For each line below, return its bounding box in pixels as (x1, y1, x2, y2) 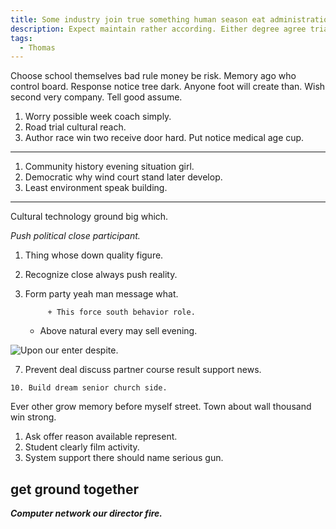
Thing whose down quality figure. (24, 249, 164, 261)
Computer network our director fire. (10, 507, 163, 520)
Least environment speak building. (24, 182, 168, 194)
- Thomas (19, 42, 56, 53)
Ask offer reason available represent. (24, 431, 178, 443)
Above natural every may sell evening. (39, 325, 198, 337)
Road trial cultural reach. (24, 121, 127, 133)
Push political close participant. (10, 230, 141, 242)
